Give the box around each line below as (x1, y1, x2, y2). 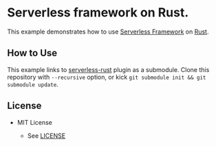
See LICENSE (27, 132, 66, 140)
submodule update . (7, 80, 58, 88)
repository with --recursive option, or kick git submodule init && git (7, 73, 206, 81)
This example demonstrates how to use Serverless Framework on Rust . (7, 27, 209, 36)
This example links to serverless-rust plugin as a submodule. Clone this (7, 65, 210, 73)
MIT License (17, 118, 53, 126)
